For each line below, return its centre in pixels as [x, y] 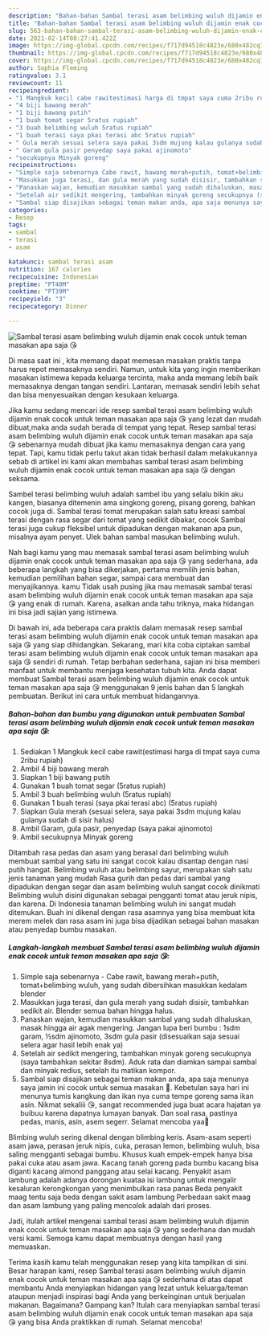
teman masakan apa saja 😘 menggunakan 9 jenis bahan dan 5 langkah [126, 687]
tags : [17, 225]
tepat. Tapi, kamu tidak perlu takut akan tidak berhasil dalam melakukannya [133, 453]
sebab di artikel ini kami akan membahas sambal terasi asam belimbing [126, 461]
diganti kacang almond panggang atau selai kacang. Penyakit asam [120, 1171]
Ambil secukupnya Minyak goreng [76, 837]
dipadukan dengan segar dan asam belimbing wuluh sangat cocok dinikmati [134, 886]
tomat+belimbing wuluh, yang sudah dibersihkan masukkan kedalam [133, 985]
